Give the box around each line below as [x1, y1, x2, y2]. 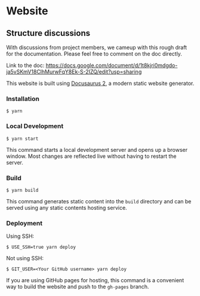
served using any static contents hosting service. [6, 204, 127, 211]
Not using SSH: [6, 255, 44, 262]
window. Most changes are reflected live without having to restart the [6, 152, 177, 160]
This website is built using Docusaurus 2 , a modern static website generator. [6, 80, 195, 87]
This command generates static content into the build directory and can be [6, 197, 192, 205]
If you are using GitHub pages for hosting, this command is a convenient [6, 277, 184, 284]
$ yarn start [6, 136, 39, 142]
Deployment [6, 219, 43, 227]
